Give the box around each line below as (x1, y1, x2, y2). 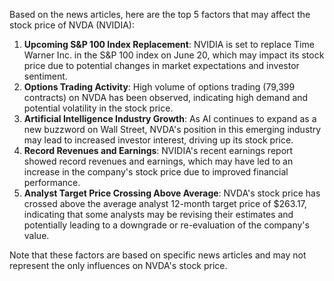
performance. (23, 177, 81, 188)
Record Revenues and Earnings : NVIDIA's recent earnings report (23, 145, 294, 156)
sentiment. (23, 70, 68, 82)
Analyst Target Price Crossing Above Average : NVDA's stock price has (23, 187, 321, 199)
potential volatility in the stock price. (23, 102, 174, 114)
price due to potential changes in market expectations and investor (23, 60, 300, 71)
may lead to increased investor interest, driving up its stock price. (23, 134, 294, 146)
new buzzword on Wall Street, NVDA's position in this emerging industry (23, 124, 322, 135)
